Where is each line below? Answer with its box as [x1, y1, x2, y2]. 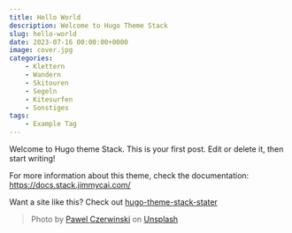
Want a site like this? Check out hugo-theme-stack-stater [9, 197, 219, 207]
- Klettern [25, 63, 65, 71]
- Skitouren [25, 79, 69, 87]
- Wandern [25, 71, 62, 79]
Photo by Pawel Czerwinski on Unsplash [30, 214, 179, 224]
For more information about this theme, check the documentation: [9, 170, 250, 181]
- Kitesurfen [25, 94, 73, 104]
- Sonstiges [25, 103, 69, 112]
